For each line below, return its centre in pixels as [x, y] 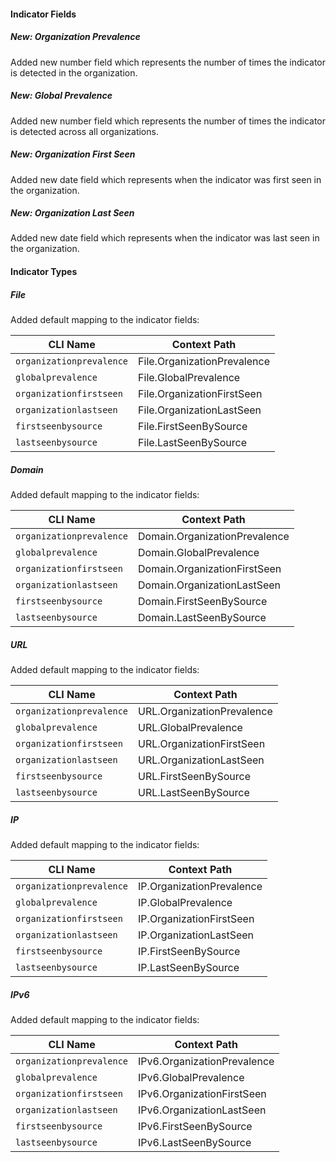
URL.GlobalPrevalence [190, 727]
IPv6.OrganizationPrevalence [206, 1061]
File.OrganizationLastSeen [200, 410]
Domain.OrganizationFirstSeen [210, 568]
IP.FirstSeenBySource [189, 951]
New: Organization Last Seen [72, 213]
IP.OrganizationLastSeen [196, 935]
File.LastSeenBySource [192, 443]
